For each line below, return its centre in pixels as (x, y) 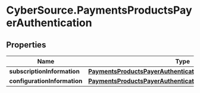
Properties (26, 45)
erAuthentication (49, 23)
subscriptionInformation (45, 71)
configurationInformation (46, 81)
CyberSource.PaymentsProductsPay (99, 10)
